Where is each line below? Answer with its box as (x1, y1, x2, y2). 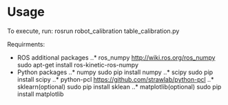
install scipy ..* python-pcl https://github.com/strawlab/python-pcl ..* (17, 75, 214, 83)
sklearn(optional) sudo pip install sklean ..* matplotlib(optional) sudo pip (17, 82, 222, 91)
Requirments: (7, 40, 45, 48)
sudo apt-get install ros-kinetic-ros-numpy (17, 60, 139, 69)
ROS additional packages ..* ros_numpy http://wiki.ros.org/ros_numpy (17, 53, 216, 62)
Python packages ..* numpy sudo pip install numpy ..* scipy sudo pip (17, 68, 214, 76)
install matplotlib (17, 90, 64, 98)
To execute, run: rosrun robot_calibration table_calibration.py (7, 27, 180, 35)
